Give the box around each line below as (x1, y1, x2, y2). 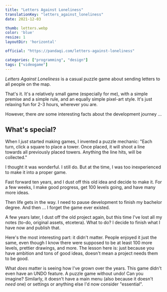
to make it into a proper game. (5, 169, 67, 175)
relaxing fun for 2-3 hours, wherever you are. (5, 101, 98, 107)
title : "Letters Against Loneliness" (5, 7, 84, 12)
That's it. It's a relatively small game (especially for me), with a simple (5, 91, 148, 97)
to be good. (5, 256, 29, 262)
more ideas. (5, 190, 30, 196)
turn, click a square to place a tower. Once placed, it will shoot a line (5, 144, 145, 150)
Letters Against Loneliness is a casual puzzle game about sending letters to (5, 76, 161, 82)
